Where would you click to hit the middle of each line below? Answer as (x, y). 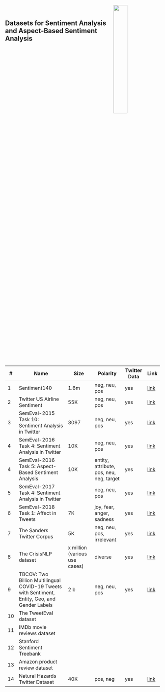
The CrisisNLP (35, 554)
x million (78, 548)
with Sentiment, (37, 593)
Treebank (30, 654)
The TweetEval (36, 613)
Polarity (107, 373)
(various (78, 554)
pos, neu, (105, 472)
